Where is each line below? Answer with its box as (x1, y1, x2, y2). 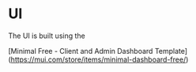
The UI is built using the (8, 31, 85, 40)
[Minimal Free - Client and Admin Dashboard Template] (8, 46, 188, 55)
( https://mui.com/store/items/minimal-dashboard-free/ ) (8, 55, 189, 64)
